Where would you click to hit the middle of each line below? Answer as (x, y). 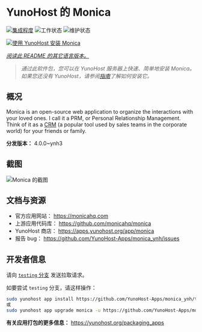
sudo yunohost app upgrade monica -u (54, 310)
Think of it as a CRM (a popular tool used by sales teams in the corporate (97, 124)
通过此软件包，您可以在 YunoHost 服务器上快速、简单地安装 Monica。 (108, 68)
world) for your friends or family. (47, 131)
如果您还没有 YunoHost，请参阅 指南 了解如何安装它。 (87, 76)
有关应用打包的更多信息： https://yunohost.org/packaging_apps (85, 322)
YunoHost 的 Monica (59, 12)
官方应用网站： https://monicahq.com (62, 216)
